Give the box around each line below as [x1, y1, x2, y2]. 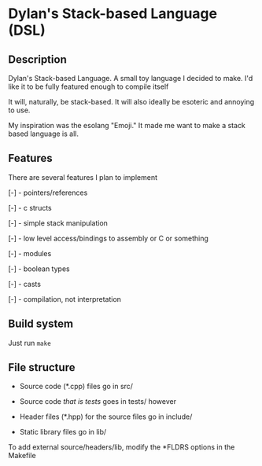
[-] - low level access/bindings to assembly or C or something [8, 233, 208, 243]
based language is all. [8, 129, 79, 138]
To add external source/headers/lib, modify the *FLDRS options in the [8, 442, 235, 452]
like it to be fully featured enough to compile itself [8, 82, 169, 91]
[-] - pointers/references [8, 188, 88, 197]
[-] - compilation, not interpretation [8, 294, 122, 303]
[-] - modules [8, 248, 52, 258]
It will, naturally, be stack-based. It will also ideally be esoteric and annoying [8, 97, 255, 106]
